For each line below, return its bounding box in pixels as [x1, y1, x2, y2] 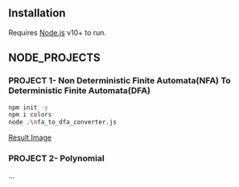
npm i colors [8, 111, 52, 119]
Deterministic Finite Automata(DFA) [8, 85, 151, 96]
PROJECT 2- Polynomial [8, 152, 105, 164]
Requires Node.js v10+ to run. [8, 27, 107, 37]
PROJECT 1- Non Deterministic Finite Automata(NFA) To [8, 75, 231, 87]
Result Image [8, 132, 52, 143]
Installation [8, 6, 66, 20]
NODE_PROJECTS [8, 51, 101, 65]
